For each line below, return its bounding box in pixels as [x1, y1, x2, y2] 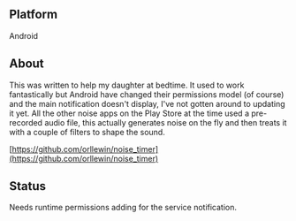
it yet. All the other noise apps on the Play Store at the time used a [9, 108, 250, 118]
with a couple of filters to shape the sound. [9, 126, 165, 137]
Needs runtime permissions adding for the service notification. [9, 202, 237, 213]
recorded [9, 117, 42, 127]
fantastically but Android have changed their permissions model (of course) [9, 88, 285, 100]
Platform [9, 7, 58, 22]
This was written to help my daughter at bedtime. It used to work [9, 80, 245, 90]
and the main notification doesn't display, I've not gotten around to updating [9, 98, 285, 109]
